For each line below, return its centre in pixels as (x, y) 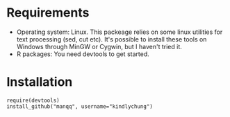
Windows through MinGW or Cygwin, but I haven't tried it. (99, 46)
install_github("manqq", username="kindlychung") (80, 106)
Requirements (48, 13)
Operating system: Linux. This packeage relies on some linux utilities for (120, 32)
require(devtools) (33, 100)
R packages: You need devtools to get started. (83, 54)
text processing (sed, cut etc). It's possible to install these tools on (112, 39)
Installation (40, 82)
